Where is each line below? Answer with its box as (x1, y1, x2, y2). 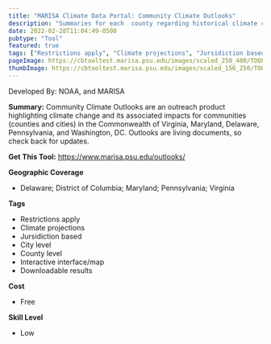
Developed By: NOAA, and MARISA (8, 86, 125, 96)
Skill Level (8, 312, 44, 322)
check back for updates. (8, 136, 90, 146)
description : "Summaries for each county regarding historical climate (8, 19, 258, 27)
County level (19, 248, 63, 258)
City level (19, 239, 52, 250)
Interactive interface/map (19, 257, 105, 267)
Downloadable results (19, 265, 93, 275)
